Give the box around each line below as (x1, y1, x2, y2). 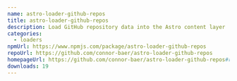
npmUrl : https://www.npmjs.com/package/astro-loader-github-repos (7, 43, 207, 50)
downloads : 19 (7, 63, 49, 70)
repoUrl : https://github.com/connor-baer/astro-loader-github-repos (7, 50, 213, 57)
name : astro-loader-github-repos (7, 10, 106, 18)
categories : (7, 30, 42, 37)
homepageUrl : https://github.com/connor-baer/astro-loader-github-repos (7, 56, 226, 63)
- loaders (13, 37, 42, 44)
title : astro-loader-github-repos (7, 17, 109, 24)
